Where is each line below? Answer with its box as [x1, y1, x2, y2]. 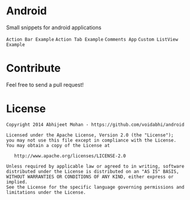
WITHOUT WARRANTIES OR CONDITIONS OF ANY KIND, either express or [6, 174, 174, 180]
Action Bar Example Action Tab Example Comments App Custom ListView [6, 36, 178, 42]
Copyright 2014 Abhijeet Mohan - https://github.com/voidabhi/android [6, 121, 185, 127]
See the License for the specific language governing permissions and [6, 184, 185, 190]
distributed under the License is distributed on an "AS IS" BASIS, [6, 168, 179, 174]
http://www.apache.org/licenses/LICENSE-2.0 [14, 153, 126, 159]
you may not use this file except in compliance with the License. [6, 137, 177, 143]
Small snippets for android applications [6, 24, 102, 31]
